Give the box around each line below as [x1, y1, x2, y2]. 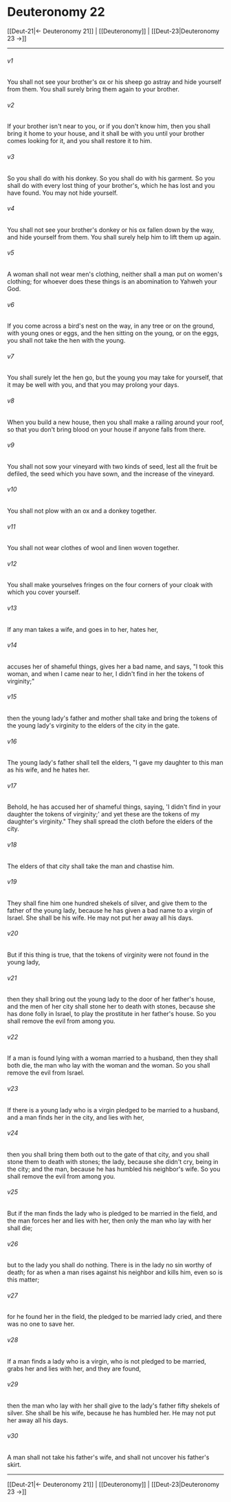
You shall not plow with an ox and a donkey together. [7, 507, 157, 515]
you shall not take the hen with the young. [7, 337, 126, 345]
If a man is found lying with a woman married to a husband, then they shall [7, 1054, 218, 1062]
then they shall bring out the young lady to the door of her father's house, [7, 995, 215, 1004]
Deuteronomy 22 [7, 4, 105, 20]
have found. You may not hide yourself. [7, 189, 118, 197]
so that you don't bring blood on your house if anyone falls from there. [7, 425, 206, 434]
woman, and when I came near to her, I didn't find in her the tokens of [7, 669, 205, 678]
